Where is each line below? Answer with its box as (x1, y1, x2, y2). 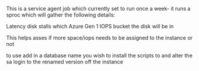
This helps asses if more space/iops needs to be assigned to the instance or (6, 34, 193, 41)
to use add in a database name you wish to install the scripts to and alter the (6, 52, 193, 59)
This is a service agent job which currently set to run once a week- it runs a (6, 5, 191, 12)
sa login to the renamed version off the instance (6, 59, 124, 65)
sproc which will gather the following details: (6, 11, 116, 18)
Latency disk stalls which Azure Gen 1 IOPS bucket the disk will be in (6, 23, 174, 30)
